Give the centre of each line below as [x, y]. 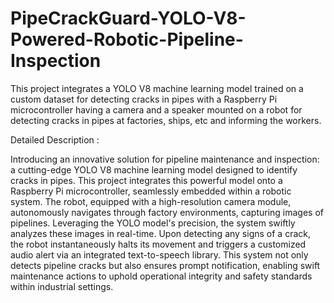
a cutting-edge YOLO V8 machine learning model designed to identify [154, 169]
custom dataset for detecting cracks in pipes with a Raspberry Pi [144, 99]
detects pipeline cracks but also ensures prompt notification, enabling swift [165, 265]
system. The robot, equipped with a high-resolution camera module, [151, 201]
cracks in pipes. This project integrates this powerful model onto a [146, 180]
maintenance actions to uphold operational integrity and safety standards [161, 276]
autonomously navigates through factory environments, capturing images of [167, 212]
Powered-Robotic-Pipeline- [127, 39]
